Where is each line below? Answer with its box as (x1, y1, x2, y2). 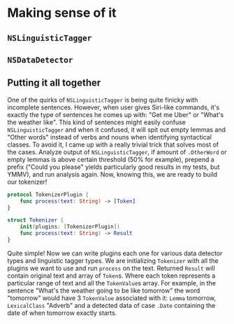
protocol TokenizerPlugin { (7, 191, 89, 198)
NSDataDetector (7, 55, 73, 65)
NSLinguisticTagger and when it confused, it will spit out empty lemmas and (7, 125, 226, 134)
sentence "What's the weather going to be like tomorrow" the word (7, 286, 200, 295)
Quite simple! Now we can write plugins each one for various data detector (7, 249, 223, 257)
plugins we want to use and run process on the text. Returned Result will (7, 264, 215, 272)
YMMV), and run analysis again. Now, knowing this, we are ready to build (7, 170, 218, 178)
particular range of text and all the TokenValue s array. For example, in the (7, 278, 217, 287)
